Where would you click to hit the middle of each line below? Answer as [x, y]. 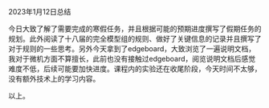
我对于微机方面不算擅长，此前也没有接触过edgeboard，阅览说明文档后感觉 [132, 59]
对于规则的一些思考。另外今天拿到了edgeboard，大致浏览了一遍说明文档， [132, 49]
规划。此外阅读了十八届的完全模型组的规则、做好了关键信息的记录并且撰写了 [135, 39]
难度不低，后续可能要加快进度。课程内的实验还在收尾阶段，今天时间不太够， [135, 69]
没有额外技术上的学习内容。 [54, 79]
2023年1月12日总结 [40, 12]
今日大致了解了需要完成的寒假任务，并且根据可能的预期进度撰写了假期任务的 [135, 29]
